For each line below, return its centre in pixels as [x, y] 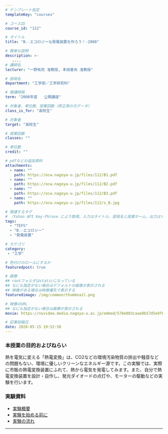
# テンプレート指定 [22, 10]
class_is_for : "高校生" [29, 111]
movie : [12, 313]
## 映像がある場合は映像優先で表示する [40, 290]
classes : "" [17, 138]
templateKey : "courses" [30, 15]
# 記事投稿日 [17, 322]
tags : [11, 221]
